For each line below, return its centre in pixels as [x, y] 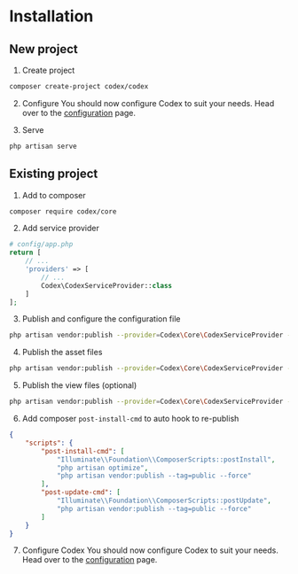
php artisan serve [43, 146]
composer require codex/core [63, 211]
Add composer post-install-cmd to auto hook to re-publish [130, 419]
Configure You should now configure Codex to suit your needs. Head [148, 103]
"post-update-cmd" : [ [81, 493]
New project [43, 49]
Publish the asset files [62, 353]
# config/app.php [41, 244]
